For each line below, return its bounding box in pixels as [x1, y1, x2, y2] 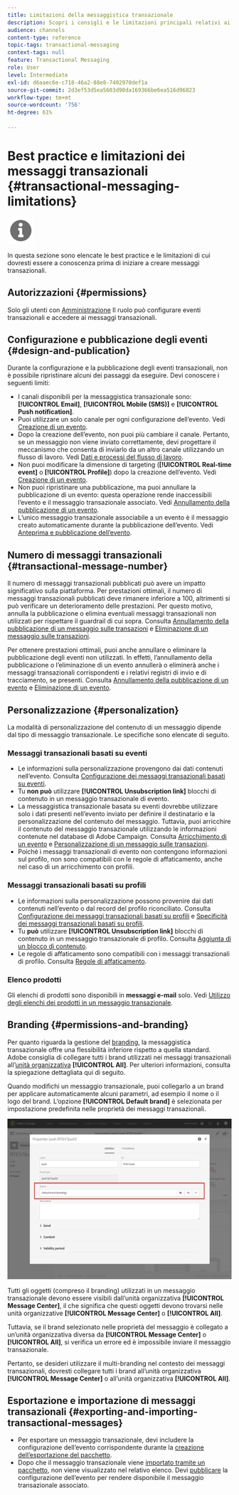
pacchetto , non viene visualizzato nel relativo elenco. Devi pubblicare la [17, 1466, 228, 1474]
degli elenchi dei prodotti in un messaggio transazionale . [7, 998, 173, 1007]
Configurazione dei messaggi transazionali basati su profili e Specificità [17, 911, 228, 920]
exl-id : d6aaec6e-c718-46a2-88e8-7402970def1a [7, 79, 148, 86]
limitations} [7, 193, 78, 210]
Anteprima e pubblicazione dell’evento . [17, 528, 132, 537]
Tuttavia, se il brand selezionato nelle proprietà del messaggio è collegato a [7, 1322, 229, 1331]
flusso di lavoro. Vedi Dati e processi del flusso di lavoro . [17, 453, 184, 461]
